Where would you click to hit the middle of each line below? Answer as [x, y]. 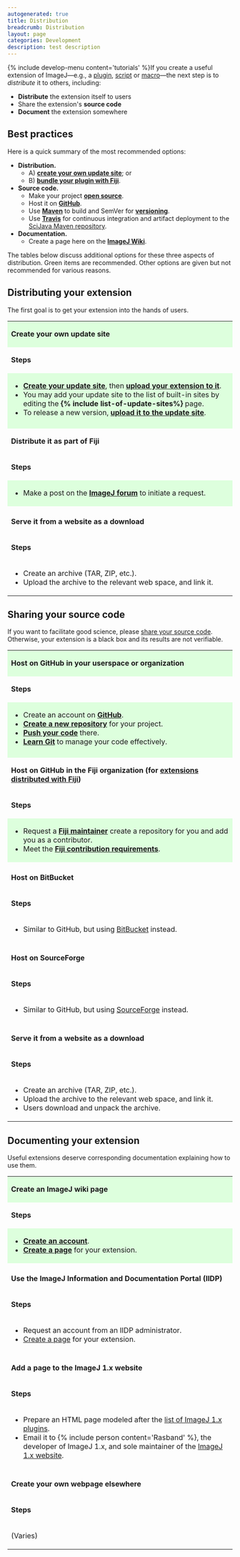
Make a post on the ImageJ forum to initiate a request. [114, 492]
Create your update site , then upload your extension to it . [122, 385]
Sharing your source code [66, 615]
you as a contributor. [58, 840]
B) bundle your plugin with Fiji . [75, 180]
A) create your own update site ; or [80, 173]
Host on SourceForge [48, 958]
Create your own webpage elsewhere [76, 1484]
